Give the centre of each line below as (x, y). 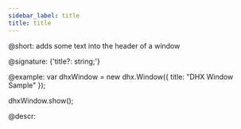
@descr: (22, 115)
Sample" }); (27, 85)
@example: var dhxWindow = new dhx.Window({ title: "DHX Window (121, 76)
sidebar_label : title (44, 16)
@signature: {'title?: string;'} (54, 61)
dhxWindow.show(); (41, 100)
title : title (30, 23)
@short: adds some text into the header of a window (94, 45)
